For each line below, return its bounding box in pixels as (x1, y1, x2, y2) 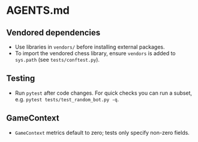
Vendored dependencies (6, 28, 101, 38)
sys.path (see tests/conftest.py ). (14, 56, 100, 63)
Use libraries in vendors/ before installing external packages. (14, 43, 165, 50)
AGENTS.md (6, 4, 70, 17)
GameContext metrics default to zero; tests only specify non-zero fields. (14, 129, 190, 136)
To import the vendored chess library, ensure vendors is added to (14, 50, 176, 57)
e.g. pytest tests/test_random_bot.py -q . (14, 95, 119, 102)
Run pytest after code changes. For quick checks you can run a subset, (14, 89, 193, 96)
